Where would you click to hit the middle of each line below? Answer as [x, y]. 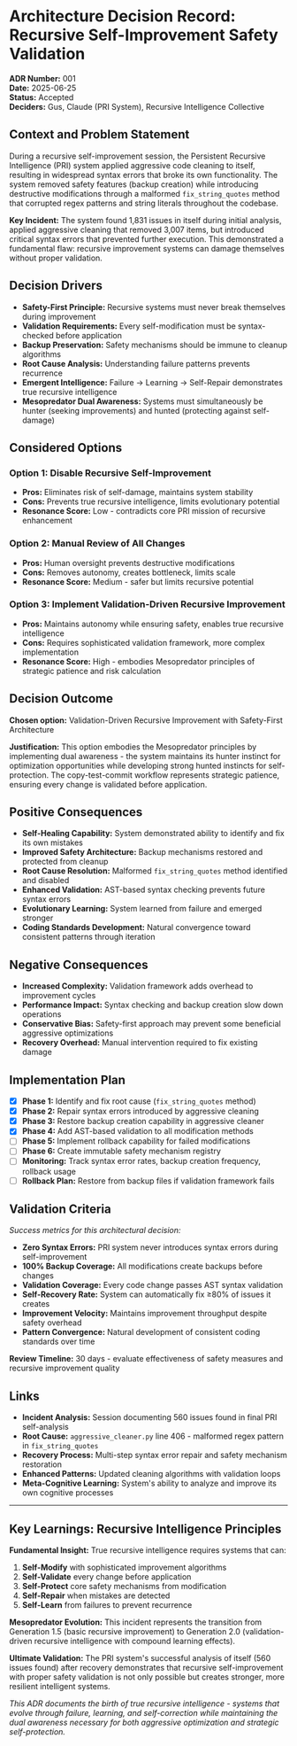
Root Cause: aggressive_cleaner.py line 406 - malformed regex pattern [153, 1436]
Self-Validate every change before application [107, 1577]
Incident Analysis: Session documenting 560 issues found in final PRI [149, 1417]
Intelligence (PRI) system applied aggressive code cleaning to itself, [132, 165]
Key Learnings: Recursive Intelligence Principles [145, 1529]
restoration [42, 1464]
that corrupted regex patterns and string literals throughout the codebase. [144, 203]
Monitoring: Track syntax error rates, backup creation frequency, [141, 1161]
